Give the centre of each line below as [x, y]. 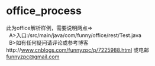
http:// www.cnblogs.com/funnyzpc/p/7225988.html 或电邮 [77, 50]
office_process [44, 11]
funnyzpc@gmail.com [33, 57]
